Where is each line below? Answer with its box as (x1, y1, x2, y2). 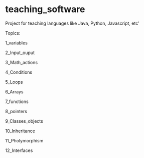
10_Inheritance (5, 128, 35, 134)
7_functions (5, 98, 29, 104)
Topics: (5, 30, 21, 36)
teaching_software (5, 4, 85, 15)
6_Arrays (5, 88, 24, 94)
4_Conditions (5, 69, 33, 75)
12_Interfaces (5, 147, 33, 153)
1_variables (5, 39, 28, 46)
